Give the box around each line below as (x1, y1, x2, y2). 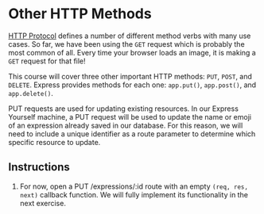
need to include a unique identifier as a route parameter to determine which (8, 128, 256, 139)
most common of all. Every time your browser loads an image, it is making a (8, 48, 256, 57)
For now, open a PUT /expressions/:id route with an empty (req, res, (19, 182, 249, 191)
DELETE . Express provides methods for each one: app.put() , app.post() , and (8, 80, 257, 90)
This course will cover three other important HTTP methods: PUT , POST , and (8, 71, 253, 81)
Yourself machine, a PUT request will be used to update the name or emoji (8, 112, 252, 121)
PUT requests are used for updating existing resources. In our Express (8, 104, 239, 113)
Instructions (8, 160, 70, 174)
